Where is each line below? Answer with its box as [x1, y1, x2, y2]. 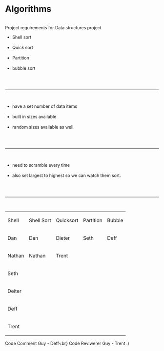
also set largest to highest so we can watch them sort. [12, 172, 121, 178]
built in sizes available [12, 114, 57, 119]
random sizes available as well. [12, 124, 75, 130]
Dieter [56, 234, 70, 241]
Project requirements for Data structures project [5, 24, 102, 30]
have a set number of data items [12, 103, 78, 109]
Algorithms [5, 3, 52, 15]
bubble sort [12, 65, 36, 71]
